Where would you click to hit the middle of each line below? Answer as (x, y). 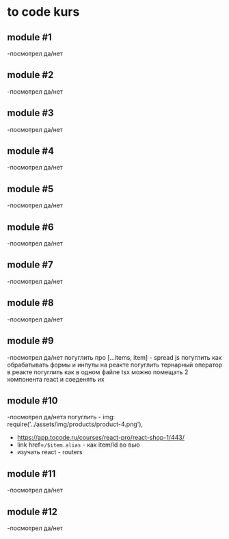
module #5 (30, 189)
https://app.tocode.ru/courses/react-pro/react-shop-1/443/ (100, 438)
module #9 (30, 341)
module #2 (30, 75)
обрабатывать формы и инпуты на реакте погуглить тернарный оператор (115, 365)
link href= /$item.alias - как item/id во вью (78, 445)
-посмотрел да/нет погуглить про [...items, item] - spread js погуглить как (114, 357)
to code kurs (43, 12)
